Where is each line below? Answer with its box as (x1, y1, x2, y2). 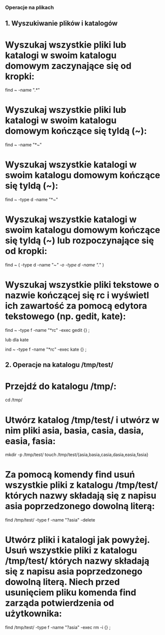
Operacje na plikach (5, 4, 54, 11)
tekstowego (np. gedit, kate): (5, 311, 126, 322)
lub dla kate (5, 337, 29, 343)
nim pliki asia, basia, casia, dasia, (5, 425, 144, 436)
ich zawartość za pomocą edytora (5, 300, 147, 312)
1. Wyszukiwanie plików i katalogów (5, 19, 118, 28)
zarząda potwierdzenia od (5, 597, 114, 609)
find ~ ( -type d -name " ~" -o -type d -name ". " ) (5, 262, 104, 268)
